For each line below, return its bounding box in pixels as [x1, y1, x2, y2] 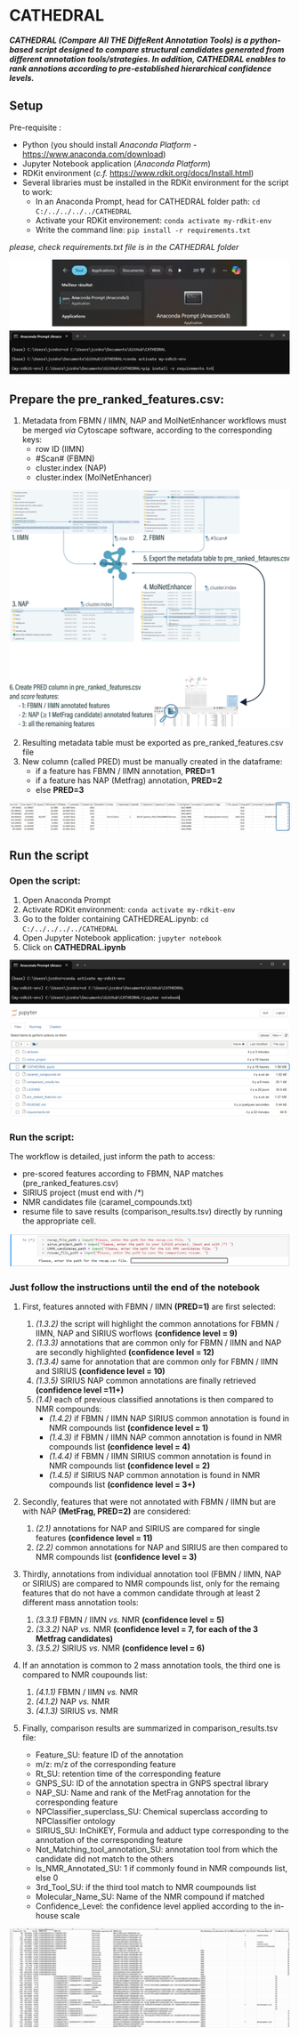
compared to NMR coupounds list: [21, 1669, 149, 1680]
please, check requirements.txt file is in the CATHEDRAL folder [9, 241, 239, 252]
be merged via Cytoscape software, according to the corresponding [21, 424, 273, 436]
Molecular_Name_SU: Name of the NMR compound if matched [35, 1892, 265, 1903]
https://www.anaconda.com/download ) [21, 149, 166, 159]
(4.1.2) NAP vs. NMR [35, 1696, 109, 1707]
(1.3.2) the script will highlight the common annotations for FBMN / [35, 1319, 279, 1329]
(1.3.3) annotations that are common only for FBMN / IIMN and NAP [35, 1337, 282, 1348]
